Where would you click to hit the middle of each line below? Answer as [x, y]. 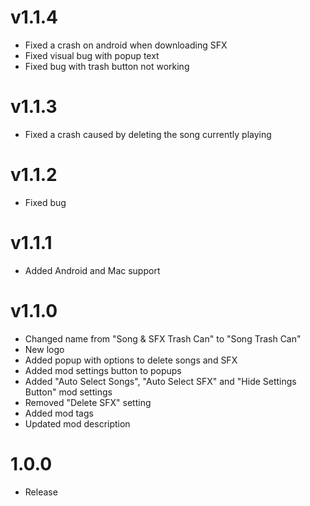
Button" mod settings [68, 392]
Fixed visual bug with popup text [92, 55]
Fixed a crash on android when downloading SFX [126, 45]
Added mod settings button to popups [103, 370]
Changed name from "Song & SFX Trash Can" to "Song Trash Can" [163, 338]
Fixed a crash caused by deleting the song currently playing [148, 134]
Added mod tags [59, 413]
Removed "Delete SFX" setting [88, 402]
